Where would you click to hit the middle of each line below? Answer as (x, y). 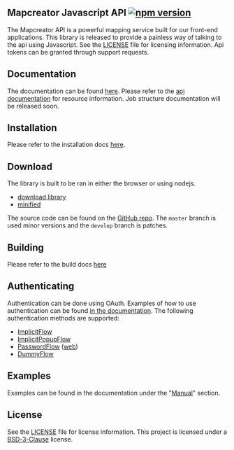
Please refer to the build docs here (57, 265)
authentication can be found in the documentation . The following (100, 310)
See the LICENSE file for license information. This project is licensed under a (117, 432)
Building (25, 247)
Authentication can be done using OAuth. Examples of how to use (102, 303)
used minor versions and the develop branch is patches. (88, 225)
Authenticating (41, 287)
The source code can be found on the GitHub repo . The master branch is (112, 218)
